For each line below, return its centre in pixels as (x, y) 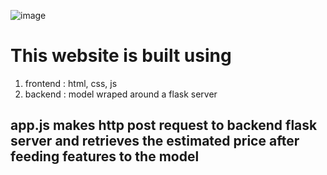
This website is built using (121, 56)
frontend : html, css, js (71, 83)
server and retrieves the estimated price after (155, 141)
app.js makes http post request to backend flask (164, 125)
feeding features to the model (105, 156)
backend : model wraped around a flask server (121, 94)
